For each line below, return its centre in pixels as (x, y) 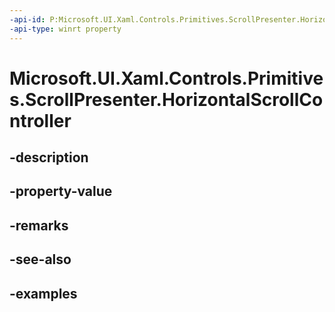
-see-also (40, 259)
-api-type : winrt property (65, 29)
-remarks (39, 225)
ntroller (40, 120)
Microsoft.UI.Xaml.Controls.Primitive (166, 78)
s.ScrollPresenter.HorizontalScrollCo (166, 99)
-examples (43, 293)
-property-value (61, 191)
